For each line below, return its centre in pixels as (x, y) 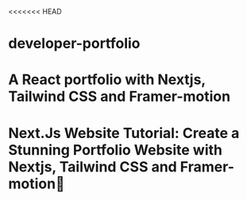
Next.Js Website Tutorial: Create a (124, 133)
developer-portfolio (74, 44)
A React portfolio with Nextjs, (107, 80)
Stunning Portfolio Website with (115, 150)
